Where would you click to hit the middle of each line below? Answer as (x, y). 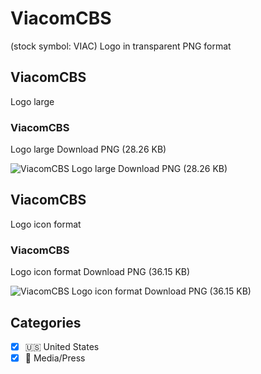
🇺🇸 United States (62, 346)
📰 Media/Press (55, 358)
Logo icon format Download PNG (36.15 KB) (100, 272)
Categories (46, 322)
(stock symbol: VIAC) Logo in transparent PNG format (121, 46)
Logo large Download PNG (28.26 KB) (88, 149)
